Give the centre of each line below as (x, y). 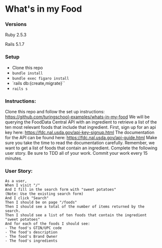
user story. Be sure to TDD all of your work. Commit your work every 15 (76, 153)
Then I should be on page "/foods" (41, 203)
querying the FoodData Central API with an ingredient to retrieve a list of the (81, 122)
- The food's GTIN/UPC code (34, 228)
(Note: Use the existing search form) (44, 194)
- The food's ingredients (31, 241)
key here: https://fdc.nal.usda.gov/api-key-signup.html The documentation (80, 132)
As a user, (16, 181)
